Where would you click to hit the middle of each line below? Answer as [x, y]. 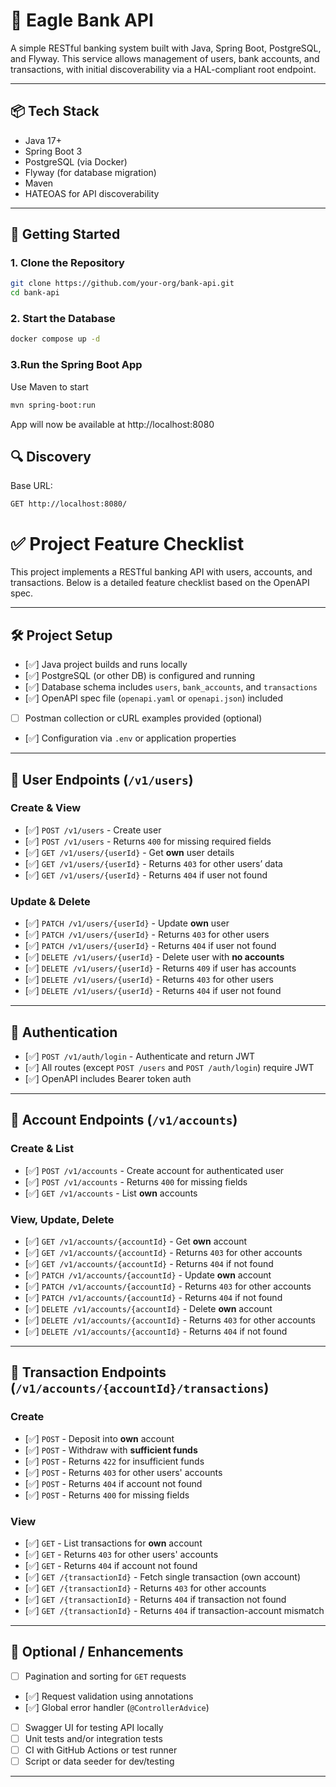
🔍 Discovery [51, 456]
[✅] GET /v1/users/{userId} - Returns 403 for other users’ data [153, 863]
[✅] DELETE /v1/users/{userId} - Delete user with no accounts [154, 957]
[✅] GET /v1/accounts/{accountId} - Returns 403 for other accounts [163, 1252]
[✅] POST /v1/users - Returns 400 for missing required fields [148, 841]
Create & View [46, 808]
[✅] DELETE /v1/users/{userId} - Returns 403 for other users [149, 980]
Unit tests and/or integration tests [93, 1738]
